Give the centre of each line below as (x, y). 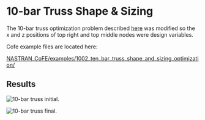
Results (21, 84)
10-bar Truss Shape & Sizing (80, 11)
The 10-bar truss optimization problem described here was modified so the (101, 28)
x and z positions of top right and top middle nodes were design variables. (100, 34)
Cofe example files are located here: (52, 47)
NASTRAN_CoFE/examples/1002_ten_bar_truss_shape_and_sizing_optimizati (102, 58)
